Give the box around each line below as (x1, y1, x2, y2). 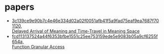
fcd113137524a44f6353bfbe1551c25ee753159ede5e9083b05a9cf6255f (11, 33, 158, 39)
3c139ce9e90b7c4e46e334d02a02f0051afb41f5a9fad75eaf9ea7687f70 (11, 18, 159, 24)
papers (4, 1, 35, 13)
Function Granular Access (11, 44, 65, 50)
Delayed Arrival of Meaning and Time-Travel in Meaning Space (11, 28, 140, 34)
